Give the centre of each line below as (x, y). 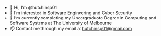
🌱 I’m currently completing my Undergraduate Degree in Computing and (83, 18)
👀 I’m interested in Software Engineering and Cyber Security (71, 13)
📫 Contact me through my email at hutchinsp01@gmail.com (71, 28)
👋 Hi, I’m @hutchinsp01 (33, 8)
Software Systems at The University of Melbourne (61, 23)
